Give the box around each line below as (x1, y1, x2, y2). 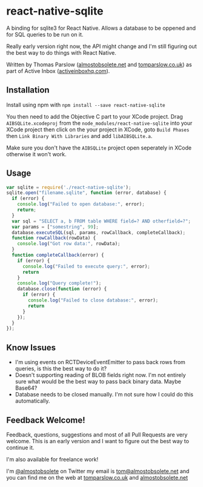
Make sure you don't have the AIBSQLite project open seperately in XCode (6, 144, 192, 151)
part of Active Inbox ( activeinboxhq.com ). (6, 67, 110, 74)
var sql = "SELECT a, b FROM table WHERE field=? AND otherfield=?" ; (12, 218, 191, 224)
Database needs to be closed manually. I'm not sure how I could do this (15, 391, 194, 398)
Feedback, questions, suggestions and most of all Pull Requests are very (6, 430, 188, 438)
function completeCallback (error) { (12, 252, 104, 258)
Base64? (15, 384, 38, 392)
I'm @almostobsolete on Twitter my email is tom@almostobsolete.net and (6, 467, 190, 475)
